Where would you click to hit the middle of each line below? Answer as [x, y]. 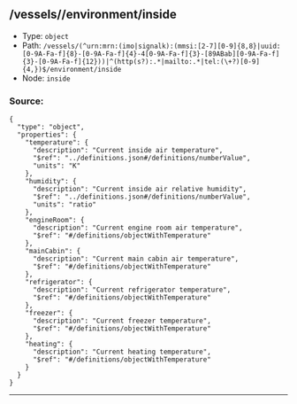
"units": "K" [57, 166]
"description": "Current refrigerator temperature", [132, 290]
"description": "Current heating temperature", [122, 352]
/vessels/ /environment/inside [93, 15]
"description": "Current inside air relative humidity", [140, 190]
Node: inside [46, 78]
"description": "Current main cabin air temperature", [136, 259]
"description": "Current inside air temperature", [128, 151]
